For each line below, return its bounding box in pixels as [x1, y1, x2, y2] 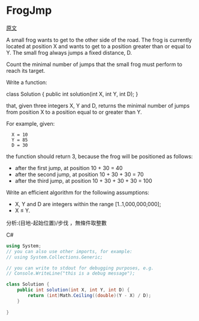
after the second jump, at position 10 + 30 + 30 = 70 [14, 171, 144, 178]
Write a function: [6, 79, 47, 86]
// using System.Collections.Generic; [6, 254, 103, 260]
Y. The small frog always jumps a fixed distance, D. [6, 49, 132, 56]
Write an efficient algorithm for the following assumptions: [6, 189, 150, 196]
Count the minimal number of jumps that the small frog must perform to [6, 61, 183, 68]
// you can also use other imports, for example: [6, 248, 133, 254]
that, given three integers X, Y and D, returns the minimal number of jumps [6, 102, 190, 109]
